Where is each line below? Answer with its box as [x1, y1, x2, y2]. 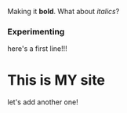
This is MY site [7, 71, 106, 89]
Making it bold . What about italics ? [7, 7, 120, 16]
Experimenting [7, 26, 65, 37]
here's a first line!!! [7, 44, 67, 53]
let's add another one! [7, 97, 79, 107]
